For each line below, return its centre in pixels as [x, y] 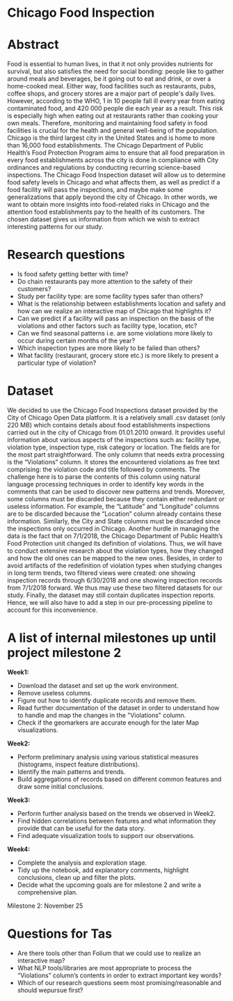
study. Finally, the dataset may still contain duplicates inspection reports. [111, 595]
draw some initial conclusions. [61, 786]
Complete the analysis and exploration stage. [82, 862]
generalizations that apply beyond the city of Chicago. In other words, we [112, 197]
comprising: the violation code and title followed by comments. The [104, 469]
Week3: [19, 800]
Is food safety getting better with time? [73, 274]
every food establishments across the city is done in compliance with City [113, 160]
